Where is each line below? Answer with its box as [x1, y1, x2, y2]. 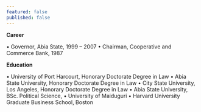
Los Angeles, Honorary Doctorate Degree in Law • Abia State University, [6, 85, 188, 93]
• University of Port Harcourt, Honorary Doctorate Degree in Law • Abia [6, 73, 187, 80]
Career [6, 31, 24, 38]
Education [6, 61, 33, 68]
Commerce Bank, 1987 [6, 49, 63, 56]
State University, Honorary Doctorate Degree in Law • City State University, [6, 79, 196, 87]
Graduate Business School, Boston [6, 98, 93, 106]
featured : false [6, 8, 48, 15]
